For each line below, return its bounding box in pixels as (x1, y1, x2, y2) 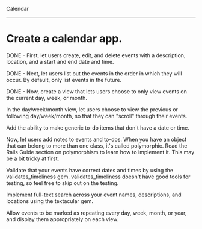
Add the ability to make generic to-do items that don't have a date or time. (6, 124, 189, 131)
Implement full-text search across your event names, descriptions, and (6, 191, 182, 198)
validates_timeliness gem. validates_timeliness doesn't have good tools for (6, 173, 191, 180)
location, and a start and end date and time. (6, 58, 114, 65)
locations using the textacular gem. (6, 197, 94, 204)
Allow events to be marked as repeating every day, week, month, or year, (6, 209, 187, 216)
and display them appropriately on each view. (6, 215, 119, 222)
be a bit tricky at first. (6, 155, 60, 162)
